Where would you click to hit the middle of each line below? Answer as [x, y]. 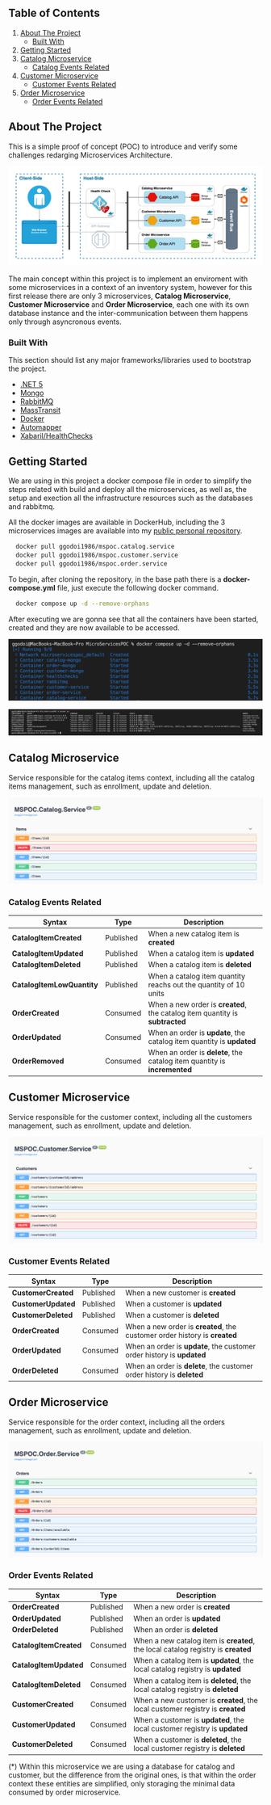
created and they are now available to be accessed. [94, 627]
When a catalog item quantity [197, 976]
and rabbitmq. [31, 507]
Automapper [41, 427]
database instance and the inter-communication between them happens [128, 313]
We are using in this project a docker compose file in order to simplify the [130, 481]
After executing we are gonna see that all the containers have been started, [133, 619]
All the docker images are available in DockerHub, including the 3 [117, 522]
